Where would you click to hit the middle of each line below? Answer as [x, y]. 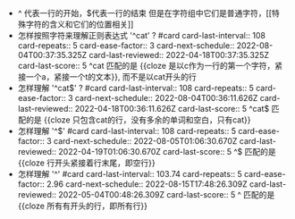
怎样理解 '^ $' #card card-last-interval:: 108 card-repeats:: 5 [127, 131]
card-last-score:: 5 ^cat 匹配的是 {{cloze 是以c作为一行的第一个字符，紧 [150, 66]
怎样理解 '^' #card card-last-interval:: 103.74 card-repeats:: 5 [130, 174]
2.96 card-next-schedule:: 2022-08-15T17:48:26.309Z [147, 184]
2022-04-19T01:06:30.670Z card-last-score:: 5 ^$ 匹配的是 [167, 152]
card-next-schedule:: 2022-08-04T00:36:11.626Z [166, 98]
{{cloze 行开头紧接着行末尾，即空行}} [86, 163]
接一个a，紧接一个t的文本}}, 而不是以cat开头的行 [107, 77]
